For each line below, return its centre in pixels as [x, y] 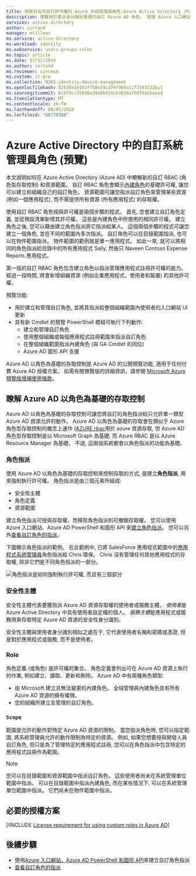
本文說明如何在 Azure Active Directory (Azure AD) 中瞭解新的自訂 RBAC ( [94, 177]
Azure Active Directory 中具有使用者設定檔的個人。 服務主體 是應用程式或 [93, 612]
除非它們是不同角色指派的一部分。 [60, 562]
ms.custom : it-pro [28, 77]
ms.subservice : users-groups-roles [49, 50]
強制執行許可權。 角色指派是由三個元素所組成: [66, 481]
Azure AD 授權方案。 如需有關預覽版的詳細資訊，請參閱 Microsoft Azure [99, 371]
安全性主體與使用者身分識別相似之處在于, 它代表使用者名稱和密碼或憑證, [93, 632]
